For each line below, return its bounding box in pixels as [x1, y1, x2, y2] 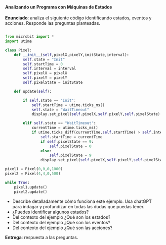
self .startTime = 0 [23, 61, 63, 66]
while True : [5, 180, 30, 185]
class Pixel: [5, 48, 32, 53]
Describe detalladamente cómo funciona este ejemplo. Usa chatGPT [12, 198, 152, 204]
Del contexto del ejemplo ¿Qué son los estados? [12, 214, 111, 220]
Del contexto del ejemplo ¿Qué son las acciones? [12, 225, 113, 231]
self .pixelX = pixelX [23, 71, 68, 76]
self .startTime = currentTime [40, 134, 103, 139]
